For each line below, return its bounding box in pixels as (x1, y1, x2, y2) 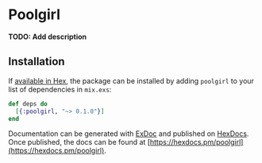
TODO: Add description (8, 32, 87, 41)
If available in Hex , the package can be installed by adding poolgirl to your (8, 76, 254, 85)
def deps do (8, 99, 48, 108)
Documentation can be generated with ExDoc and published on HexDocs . (8, 129, 249, 138)
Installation (8, 55, 65, 68)
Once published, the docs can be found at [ (8, 138, 151, 147)
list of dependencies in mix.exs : (8, 84, 112, 94)
